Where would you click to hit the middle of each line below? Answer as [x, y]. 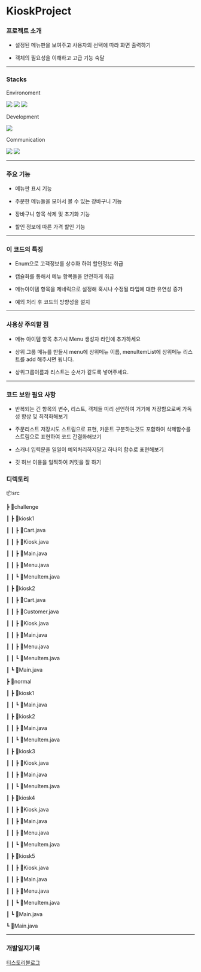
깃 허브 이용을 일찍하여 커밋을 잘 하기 [58, 462]
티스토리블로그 [23, 962]
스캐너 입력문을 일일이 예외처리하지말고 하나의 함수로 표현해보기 [89, 449]
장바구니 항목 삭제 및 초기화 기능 [52, 214]
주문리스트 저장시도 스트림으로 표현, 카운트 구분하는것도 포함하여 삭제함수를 [103, 429]
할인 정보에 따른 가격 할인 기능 [50, 227]
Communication [26, 139]
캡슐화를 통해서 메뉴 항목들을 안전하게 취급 [65, 276]
